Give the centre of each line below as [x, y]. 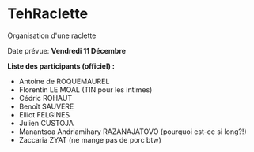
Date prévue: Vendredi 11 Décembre [67, 50]
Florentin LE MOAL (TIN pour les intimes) [85, 89]
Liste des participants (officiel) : [61, 66]
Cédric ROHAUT [45, 98]
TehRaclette [48, 14]
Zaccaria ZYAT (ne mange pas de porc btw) [90, 139]
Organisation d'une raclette [52, 35]
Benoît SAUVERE [46, 106]
